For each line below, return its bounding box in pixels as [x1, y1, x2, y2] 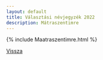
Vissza [6, 48, 23, 55]
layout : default [6, 8, 47, 15]
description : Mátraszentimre [6, 20, 79, 26]
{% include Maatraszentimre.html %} [6, 36, 98, 43]
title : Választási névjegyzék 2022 [6, 14, 95, 20]
